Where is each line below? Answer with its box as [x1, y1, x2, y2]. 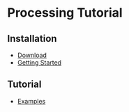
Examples [17, 97, 46, 105]
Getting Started [17, 58, 61, 67]
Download [17, 51, 47, 59]
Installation [7, 33, 57, 45]
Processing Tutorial [7, 5, 123, 21]
